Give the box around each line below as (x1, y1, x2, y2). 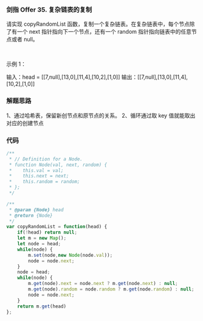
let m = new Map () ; (17, 235, 67, 242)
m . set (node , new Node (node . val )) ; (28, 252, 113, 258)
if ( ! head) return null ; (17, 229, 78, 236)
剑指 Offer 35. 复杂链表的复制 (6, 5, 92, 13)
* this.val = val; (9, 167, 64, 173)
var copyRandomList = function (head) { (6, 224, 108, 230)
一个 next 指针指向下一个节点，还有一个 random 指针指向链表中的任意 (16, 28, 191, 35)
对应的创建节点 (6, 119, 44, 126)
